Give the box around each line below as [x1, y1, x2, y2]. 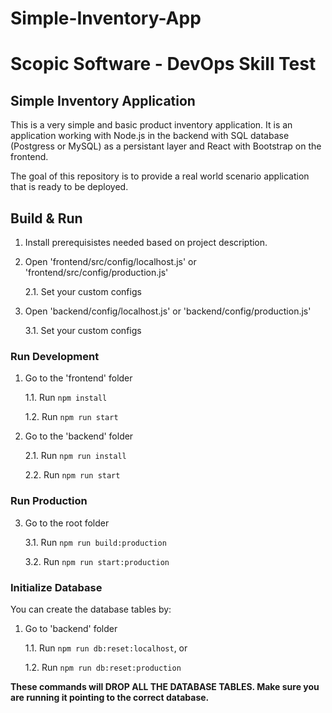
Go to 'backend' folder [24, 622, 118, 634]
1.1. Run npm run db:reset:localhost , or [24, 642, 188, 654]
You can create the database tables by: [10, 603, 172, 615]
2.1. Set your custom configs [24, 286, 142, 297]
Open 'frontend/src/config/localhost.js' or [24, 256, 197, 267]
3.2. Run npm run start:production [24, 555, 170, 567]
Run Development [10, 349, 100, 363]
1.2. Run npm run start [24, 411, 119, 423]
